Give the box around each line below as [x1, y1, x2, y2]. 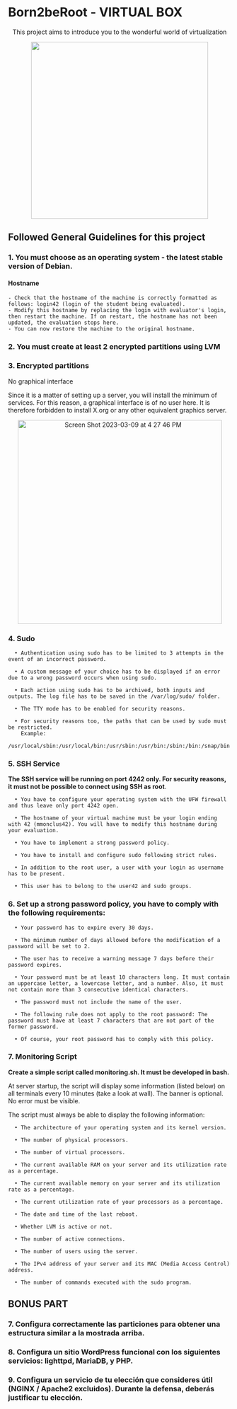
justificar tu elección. [8, 1393, 83, 1403]
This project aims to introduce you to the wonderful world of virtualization [12, 28, 227, 36]
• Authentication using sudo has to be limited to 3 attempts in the [14, 649, 224, 657]
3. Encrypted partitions [8, 361, 89, 371]
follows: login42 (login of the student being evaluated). [8, 301, 186, 308]
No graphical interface [8, 376, 74, 386]
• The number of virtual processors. [14, 1149, 126, 1156]
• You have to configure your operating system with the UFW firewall [14, 796, 227, 803]
